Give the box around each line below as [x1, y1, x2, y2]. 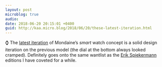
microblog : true [5, 12, 39, 17]
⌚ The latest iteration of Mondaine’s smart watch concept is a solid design [5, 40, 158, 46]
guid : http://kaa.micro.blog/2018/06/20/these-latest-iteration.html [5, 26, 153, 31]
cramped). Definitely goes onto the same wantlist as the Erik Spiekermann [5, 52, 157, 58]
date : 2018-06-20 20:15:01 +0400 [5, 21, 75, 26]
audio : [5, 16, 19, 21]
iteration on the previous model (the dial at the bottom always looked [5, 47, 146, 53]
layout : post [5, 7, 32, 12]
